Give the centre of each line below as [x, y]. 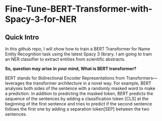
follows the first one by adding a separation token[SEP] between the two [77, 109]
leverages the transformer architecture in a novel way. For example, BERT [78, 83]
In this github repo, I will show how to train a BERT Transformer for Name [78, 49]
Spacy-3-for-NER [41, 19]
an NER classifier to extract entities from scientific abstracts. [65, 59]
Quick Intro [22, 37]
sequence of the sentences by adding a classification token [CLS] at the [77, 99]
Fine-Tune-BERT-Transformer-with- [79, 9]
